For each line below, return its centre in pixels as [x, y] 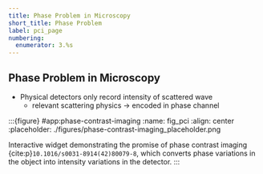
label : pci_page [35, 30]
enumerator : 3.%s [45, 45]
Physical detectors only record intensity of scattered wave [116, 97]
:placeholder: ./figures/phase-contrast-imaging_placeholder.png [115, 129]
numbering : [26, 38]
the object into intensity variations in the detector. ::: [94, 161]
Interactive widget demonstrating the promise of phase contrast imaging [128, 144]
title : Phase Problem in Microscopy [69, 16]
